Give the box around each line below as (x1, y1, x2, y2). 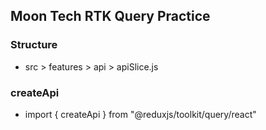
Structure (10, 38, 58, 52)
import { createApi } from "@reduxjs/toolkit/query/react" (24, 108, 257, 120)
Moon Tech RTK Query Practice (10, 8, 211, 25)
